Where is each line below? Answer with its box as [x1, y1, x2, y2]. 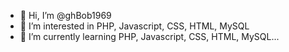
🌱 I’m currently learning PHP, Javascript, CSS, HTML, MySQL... [19, 31, 280, 42]
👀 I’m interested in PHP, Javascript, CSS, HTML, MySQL [19, 20, 250, 32]
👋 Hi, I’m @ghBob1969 [19, 10, 112, 21]
